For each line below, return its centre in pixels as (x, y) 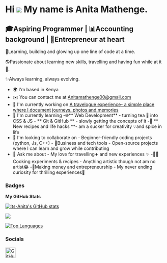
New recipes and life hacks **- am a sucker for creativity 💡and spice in (87, 126)
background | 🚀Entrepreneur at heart (65, 39)
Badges (15, 186)
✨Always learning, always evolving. (43, 79)
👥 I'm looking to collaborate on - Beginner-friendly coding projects (82, 138)
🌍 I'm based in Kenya (35, 89)
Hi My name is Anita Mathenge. (77, 9)
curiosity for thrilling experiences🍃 (49, 172)
